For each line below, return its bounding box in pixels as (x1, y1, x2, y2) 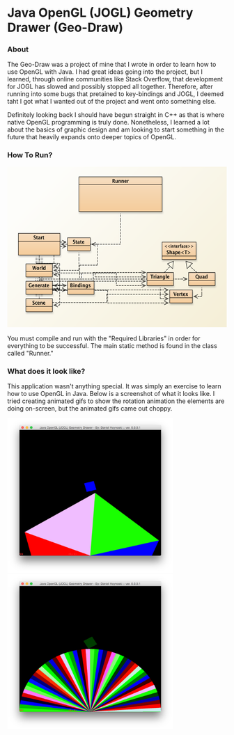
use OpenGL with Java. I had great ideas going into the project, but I (7, 68, 203, 76)
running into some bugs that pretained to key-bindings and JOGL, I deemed (7, 90, 224, 98)
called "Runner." (7, 349, 54, 357)
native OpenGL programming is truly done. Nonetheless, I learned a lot (7, 118, 210, 127)
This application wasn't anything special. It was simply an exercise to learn (7, 382, 221, 390)
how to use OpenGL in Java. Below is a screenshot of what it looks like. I (7, 390, 215, 398)
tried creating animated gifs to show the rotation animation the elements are (7, 397, 225, 405)
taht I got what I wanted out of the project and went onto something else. (7, 97, 217, 106)
